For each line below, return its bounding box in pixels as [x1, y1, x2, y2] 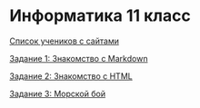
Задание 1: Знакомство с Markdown [9, 53, 148, 64]
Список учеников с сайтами [9, 35, 120, 46]
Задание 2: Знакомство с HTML [9, 70, 134, 82]
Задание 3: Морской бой [9, 88, 106, 99]
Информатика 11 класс [9, 5, 191, 26]
